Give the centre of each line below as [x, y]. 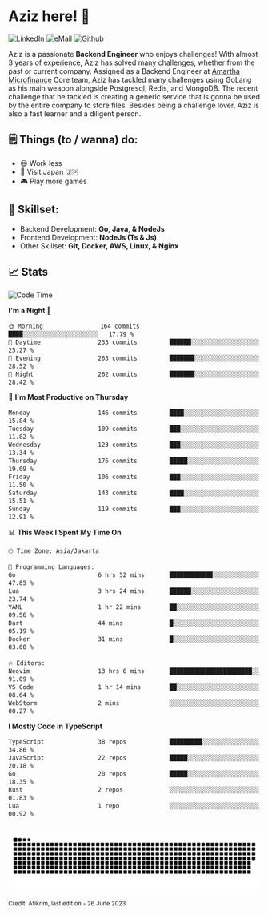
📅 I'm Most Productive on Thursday [68, 397]
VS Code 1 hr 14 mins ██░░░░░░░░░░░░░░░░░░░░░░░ [134, 687]
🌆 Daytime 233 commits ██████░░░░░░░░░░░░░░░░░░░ [134, 343]
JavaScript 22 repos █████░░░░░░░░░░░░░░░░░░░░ [134, 758]
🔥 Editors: [27, 663]
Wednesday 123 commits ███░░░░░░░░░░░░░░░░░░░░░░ [134, 445]
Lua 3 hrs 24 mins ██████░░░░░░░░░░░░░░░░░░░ [134, 591]
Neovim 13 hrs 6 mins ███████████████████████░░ [134, 671]
